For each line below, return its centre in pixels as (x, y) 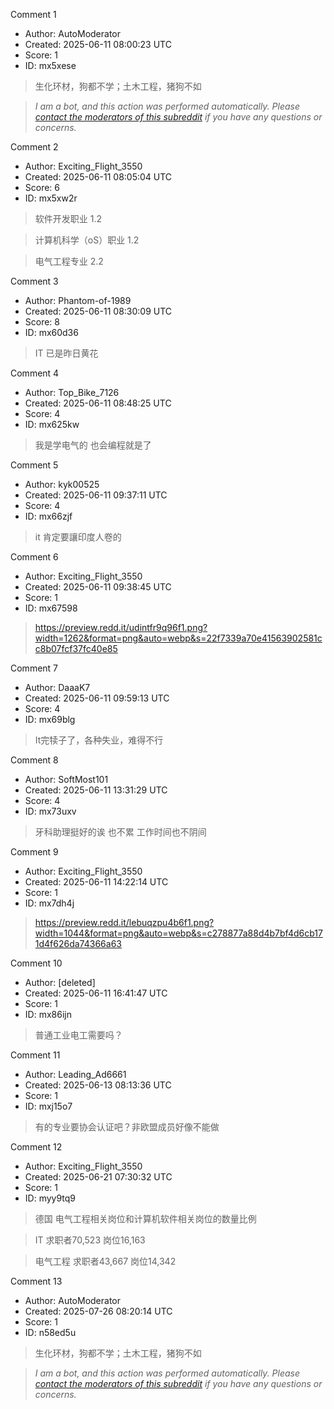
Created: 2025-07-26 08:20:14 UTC (98, 1311)
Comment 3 (34, 281)
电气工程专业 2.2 (69, 261)
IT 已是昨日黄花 (66, 353)
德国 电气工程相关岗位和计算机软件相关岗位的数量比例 (145, 1218)
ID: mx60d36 (51, 332)
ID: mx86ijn (48, 1014)
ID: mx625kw (52, 424)
